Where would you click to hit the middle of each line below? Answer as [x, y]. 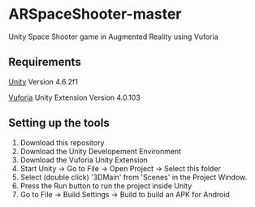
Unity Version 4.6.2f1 [43, 81]
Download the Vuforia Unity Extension [84, 160]
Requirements [45, 62]
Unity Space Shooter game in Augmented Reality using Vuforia [114, 37]
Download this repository [62, 142]
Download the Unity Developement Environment [100, 151]
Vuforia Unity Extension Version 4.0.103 [74, 97]
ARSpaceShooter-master [95, 14]
